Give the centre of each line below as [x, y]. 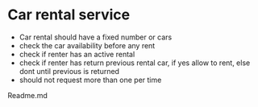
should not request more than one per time [90, 80]
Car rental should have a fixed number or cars [96, 37]
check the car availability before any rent [87, 45]
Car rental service [69, 15]
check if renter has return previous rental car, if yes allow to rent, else [135, 63]
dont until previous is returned [69, 71]
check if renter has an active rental [77, 54]
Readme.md [27, 95]
